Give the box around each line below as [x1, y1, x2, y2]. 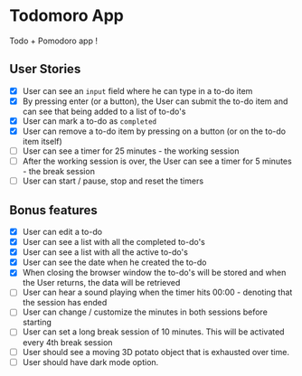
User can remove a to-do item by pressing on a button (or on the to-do [22, 126, 287, 136]
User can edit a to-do [22, 227, 102, 237]
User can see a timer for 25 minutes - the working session [22, 146, 240, 156]
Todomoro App [9, 5, 124, 26]
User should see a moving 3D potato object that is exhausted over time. [22, 346, 289, 357]
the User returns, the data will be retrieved [22, 277, 181, 288]
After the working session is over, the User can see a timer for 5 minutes [22, 155, 292, 167]
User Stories [9, 61, 81, 77]
